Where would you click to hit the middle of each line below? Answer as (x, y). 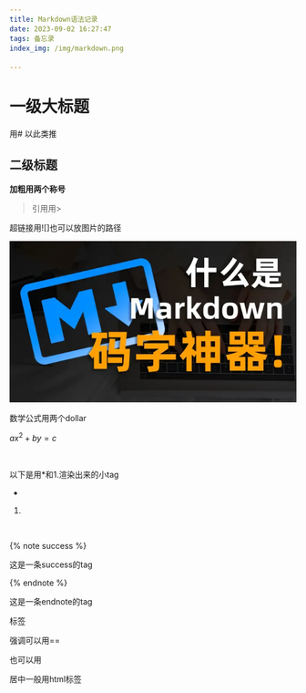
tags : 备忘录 (32, 38)
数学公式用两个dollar (48, 419)
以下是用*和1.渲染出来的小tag (64, 475)
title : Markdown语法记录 (54, 19)
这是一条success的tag (51, 564)
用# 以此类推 (33, 134)
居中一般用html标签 (46, 679)
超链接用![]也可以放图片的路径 (66, 227)
